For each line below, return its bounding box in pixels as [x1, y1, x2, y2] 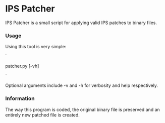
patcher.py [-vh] [5, 63, 39, 69]
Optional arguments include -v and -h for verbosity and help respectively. [5, 82, 158, 88]
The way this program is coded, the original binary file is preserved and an [5, 106, 160, 112]
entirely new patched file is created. [5, 111, 80, 118]
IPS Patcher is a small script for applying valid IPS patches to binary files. [5, 20, 157, 26]
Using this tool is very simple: [5, 44, 67, 50]
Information [5, 95, 35, 102]
